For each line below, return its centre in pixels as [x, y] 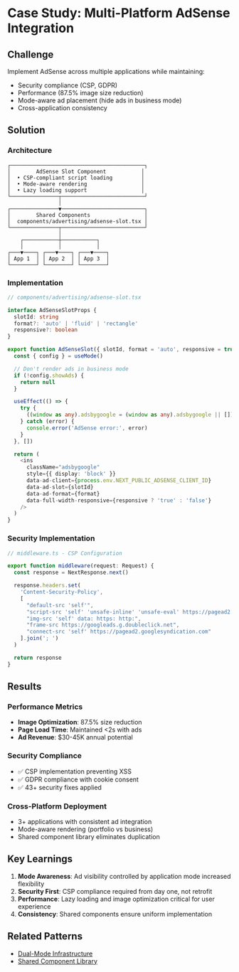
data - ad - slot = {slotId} [60, 487]
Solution [26, 130]
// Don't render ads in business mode [71, 369]
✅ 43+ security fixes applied [59, 787]
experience [34, 906]
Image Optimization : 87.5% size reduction [80, 722]
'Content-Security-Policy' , [62, 592]
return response [38, 658]
